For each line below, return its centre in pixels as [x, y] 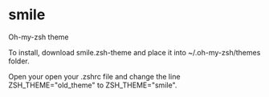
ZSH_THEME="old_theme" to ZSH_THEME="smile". [93, 85]
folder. [19, 61]
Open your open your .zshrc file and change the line [94, 76]
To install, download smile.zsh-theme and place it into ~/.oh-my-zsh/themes [134, 52]
